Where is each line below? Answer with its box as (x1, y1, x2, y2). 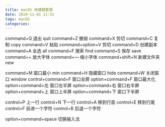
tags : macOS (5, 16, 30, 21)
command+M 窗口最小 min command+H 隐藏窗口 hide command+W (5, 70, 145, 76)
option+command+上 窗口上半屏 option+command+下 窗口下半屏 (5, 89, 140, 95)
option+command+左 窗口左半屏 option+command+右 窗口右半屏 (5, 83, 140, 89)
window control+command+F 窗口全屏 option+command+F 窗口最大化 (10, 76, 156, 82)
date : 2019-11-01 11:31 (5, 12, 55, 17)
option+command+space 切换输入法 (5, 116, 80, 122)
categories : (5, 21, 30, 26)
